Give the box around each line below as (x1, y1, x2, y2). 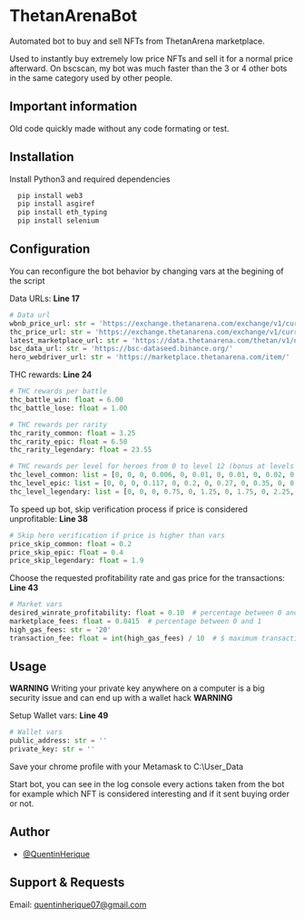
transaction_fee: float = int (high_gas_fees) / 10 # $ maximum (9, 634, 258, 643)
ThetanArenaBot (9, 5, 138, 26)
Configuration (9, 242, 91, 257)
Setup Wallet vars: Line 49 (9, 710, 109, 721)
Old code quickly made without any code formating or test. (9, 123, 230, 134)
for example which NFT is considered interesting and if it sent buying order (9, 788, 290, 800)
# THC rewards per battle (9, 387, 107, 396)
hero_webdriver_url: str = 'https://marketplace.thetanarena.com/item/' (9, 353, 290, 362)
